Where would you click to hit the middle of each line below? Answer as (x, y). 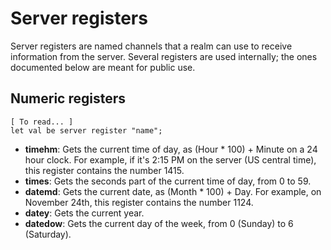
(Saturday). (48, 234)
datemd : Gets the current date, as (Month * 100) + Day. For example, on (173, 191)
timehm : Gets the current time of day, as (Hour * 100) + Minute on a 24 (171, 149)
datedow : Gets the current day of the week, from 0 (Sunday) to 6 (159, 223)
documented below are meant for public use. (103, 67)
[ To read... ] (42, 122)
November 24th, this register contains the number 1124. (139, 202)
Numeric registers (68, 98)
